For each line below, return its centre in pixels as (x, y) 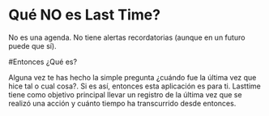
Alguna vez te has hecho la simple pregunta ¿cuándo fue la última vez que (132, 77)
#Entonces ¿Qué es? (43, 62)
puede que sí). (32, 45)
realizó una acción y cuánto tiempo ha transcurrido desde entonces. (122, 103)
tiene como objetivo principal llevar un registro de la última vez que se (125, 94)
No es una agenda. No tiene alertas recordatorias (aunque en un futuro (127, 37)
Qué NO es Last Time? (84, 15)
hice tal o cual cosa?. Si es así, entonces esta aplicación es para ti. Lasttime (135, 86)
